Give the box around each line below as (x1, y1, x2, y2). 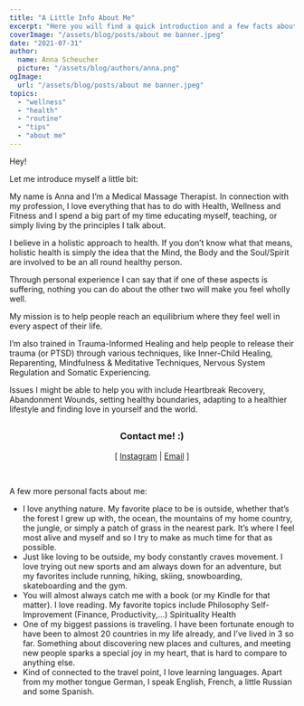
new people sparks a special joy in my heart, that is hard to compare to (22, 647, 288, 658)
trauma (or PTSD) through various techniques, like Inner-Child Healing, (9, 348, 273, 358)
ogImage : (9, 72, 43, 81)
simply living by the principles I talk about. (9, 219, 166, 231)
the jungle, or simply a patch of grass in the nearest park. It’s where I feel (22, 522, 295, 533)
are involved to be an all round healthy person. (9, 256, 183, 267)
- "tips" (17, 123, 51, 132)
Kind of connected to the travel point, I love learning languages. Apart (22, 666, 282, 677)
